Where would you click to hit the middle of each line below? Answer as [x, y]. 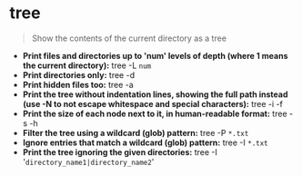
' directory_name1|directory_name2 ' [88, 161]
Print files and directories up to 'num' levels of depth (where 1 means [155, 55]
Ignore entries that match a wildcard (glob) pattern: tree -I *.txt [145, 142]
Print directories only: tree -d [78, 74]
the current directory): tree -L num [87, 65]
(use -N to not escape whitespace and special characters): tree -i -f [153, 103]
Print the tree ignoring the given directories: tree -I [120, 152]
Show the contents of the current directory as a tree [129, 38]
